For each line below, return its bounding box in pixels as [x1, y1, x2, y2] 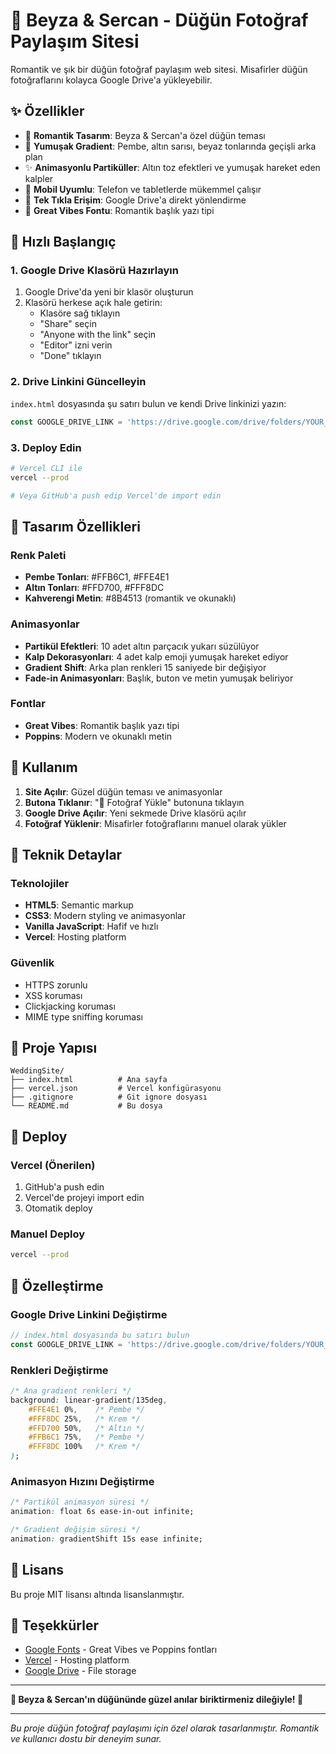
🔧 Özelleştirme [10, 1277, 104, 1294]
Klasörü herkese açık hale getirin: [24, 297, 163, 309]
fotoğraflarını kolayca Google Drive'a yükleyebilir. [10, 74, 213, 86]
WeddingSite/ [10, 1066, 65, 1076]
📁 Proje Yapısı [10, 1040, 98, 1056]
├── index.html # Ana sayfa [10, 1075, 168, 1085]
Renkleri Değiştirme [10, 1363, 109, 1377]
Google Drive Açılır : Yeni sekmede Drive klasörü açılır [24, 807, 247, 819]
